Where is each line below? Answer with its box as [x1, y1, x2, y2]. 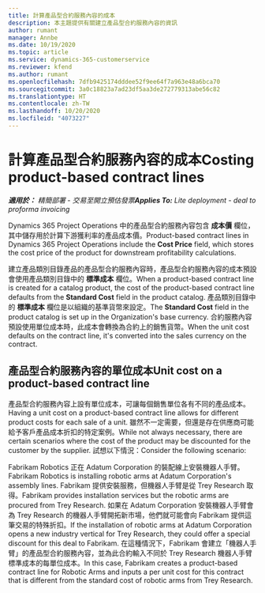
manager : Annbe [8, 33, 58, 42]
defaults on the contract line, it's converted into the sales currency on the [8, 330, 247, 340]
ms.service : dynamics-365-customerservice [8, 56, 150, 64]
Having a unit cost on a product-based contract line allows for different [8, 408, 239, 417]
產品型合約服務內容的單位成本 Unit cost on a [8, 364, 222, 378]
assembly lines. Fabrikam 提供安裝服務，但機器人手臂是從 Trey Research [8, 480, 245, 490]
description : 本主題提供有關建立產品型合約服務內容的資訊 [8, 19, 177, 27]
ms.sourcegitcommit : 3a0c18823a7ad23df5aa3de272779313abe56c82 [8, 85, 221, 93]
